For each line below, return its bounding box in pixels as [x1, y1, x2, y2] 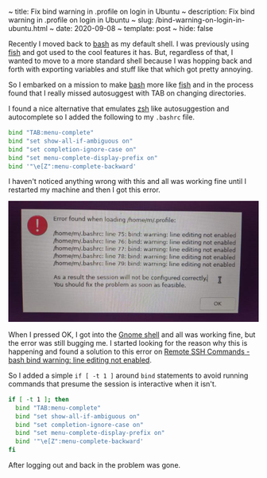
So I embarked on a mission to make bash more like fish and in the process [8, 80, 254, 89]
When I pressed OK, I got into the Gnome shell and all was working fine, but [8, 330, 256, 339]
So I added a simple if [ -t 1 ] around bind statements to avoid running [8, 370, 249, 380]
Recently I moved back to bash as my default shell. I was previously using [8, 39, 250, 49]
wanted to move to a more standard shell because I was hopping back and [8, 56, 253, 65]
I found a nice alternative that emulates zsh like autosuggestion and [8, 104, 230, 113]
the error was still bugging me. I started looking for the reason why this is [8, 338, 248, 347]
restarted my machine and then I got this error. [8, 185, 161, 194]
